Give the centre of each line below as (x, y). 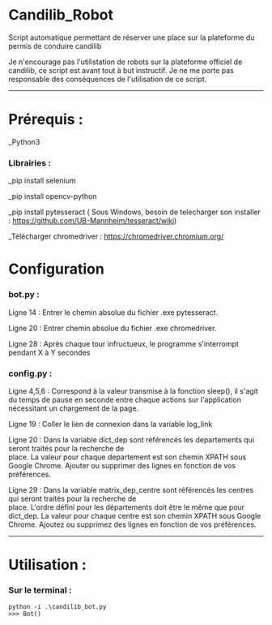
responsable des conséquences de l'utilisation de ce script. (108, 79)
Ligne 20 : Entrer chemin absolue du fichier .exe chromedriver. (113, 328)
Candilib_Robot (61, 15)
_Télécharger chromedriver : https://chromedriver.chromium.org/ (116, 236)
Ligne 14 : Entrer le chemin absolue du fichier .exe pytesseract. (113, 312)
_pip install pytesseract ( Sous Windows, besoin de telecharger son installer (135, 212)
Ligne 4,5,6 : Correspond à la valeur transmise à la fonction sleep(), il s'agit (134, 390)
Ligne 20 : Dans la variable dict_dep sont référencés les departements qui (132, 439)
